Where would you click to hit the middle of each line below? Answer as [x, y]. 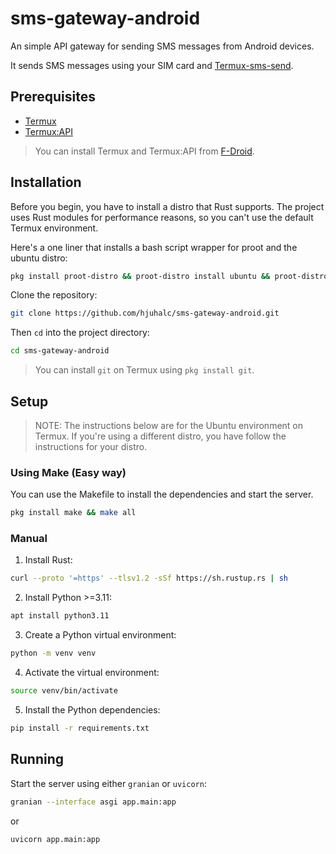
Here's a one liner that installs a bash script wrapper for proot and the [154, 247]
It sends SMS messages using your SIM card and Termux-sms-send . [152, 65]
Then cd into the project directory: [80, 333]
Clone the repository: [54, 295]
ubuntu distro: [39, 258]
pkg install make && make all [73, 513]
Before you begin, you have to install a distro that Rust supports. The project [167, 206]
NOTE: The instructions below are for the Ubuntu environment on [169, 425]
